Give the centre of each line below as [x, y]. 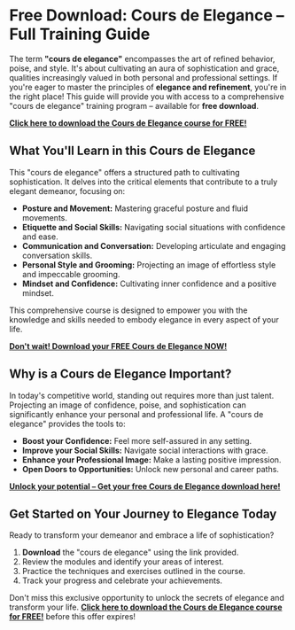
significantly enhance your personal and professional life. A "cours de [136, 414]
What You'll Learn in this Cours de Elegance [132, 151]
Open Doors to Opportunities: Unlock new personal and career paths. [150, 469]
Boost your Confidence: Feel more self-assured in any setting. [137, 440]
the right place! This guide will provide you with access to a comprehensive [147, 96]
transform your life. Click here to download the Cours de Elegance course [146, 607]
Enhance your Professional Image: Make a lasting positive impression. [151, 459]
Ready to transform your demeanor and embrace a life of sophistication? [142, 535]
